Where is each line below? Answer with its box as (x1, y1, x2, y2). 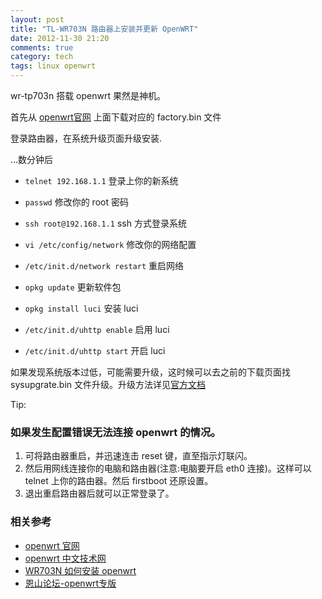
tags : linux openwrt (10, 61, 97, 71)
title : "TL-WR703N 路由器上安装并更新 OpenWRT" (10, 24, 199, 34)
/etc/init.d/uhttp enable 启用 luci (24, 324, 170, 335)
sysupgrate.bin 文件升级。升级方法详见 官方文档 (10, 379, 207, 390)
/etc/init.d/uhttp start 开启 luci (24, 345, 166, 356)
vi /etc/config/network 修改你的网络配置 (24, 239, 197, 250)
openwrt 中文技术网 (24, 552, 107, 564)
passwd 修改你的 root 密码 (24, 196, 129, 208)
